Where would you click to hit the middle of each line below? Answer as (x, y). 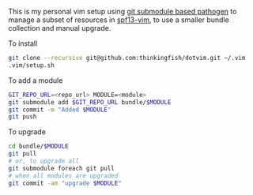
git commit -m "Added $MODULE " (60, 110)
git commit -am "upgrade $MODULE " (65, 183)
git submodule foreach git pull (61, 168)
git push (23, 117)
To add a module (36, 80)
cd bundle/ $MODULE (38, 146)
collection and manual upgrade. (60, 28)
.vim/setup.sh (32, 65)
